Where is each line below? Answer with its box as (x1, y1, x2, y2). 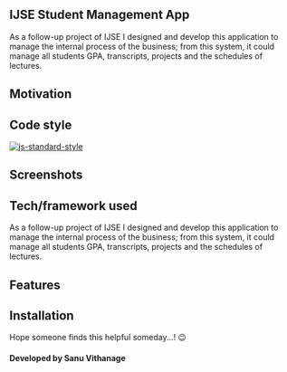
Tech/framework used (9, 198, 138, 214)
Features (9, 277, 61, 292)
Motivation (9, 86, 72, 102)
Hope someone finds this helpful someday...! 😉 (9, 332, 187, 343)
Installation (9, 308, 74, 323)
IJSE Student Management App (9, 7, 190, 23)
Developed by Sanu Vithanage (9, 353, 127, 364)
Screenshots (9, 167, 83, 183)
